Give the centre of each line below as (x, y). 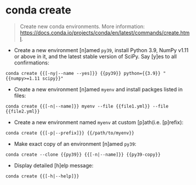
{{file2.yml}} (23, 111)
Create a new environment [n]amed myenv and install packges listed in (98, 89)
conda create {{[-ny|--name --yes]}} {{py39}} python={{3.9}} (83, 73)
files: (20, 95)
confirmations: (31, 63)
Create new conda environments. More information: (82, 26)
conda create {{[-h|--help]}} (43, 176)
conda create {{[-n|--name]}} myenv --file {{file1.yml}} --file (87, 106)
